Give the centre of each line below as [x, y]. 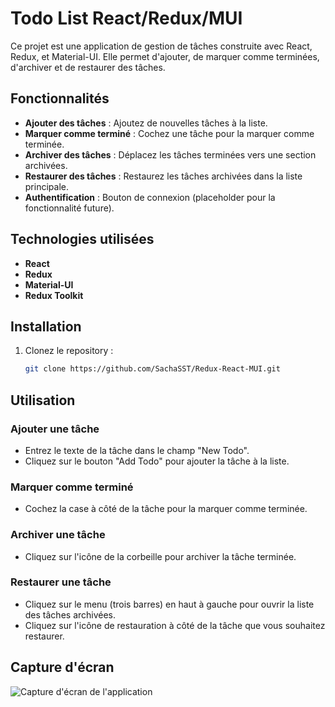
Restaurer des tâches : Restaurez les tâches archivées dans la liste [163, 176]
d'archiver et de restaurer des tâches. [88, 67]
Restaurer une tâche [61, 582]
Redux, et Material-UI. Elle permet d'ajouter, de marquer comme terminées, [165, 56]
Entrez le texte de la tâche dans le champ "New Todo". [137, 450]
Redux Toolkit [54, 295]
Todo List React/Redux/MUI [126, 18]
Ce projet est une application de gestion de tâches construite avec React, [161, 46]
